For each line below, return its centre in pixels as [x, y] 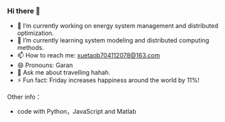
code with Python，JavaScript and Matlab [76, 112]
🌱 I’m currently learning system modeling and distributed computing [113, 40]
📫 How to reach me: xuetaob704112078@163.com [88, 56]
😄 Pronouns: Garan [45, 65]
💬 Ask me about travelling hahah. [64, 73]
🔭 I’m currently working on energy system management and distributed [117, 26]
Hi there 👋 [24, 11]
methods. [31, 48]
